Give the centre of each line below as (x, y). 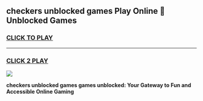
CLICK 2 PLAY (27, 60)
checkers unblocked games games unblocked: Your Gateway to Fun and (99, 85)
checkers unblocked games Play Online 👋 (86, 11)
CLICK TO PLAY (30, 38)
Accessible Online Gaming (40, 91)
